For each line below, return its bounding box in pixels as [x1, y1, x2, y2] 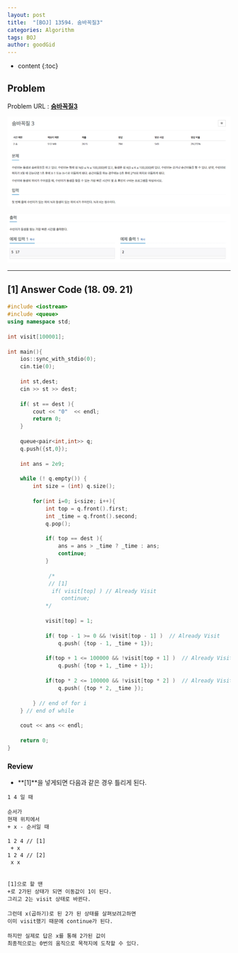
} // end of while [20, 707, 74, 714]
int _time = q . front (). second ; [45, 513, 138, 520]
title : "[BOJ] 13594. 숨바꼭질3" [7, 18, 103, 26]
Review [7, 761, 33, 771]
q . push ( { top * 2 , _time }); [57, 684, 144, 691]
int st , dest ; [20, 378, 59, 386]
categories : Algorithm [7, 26, 74, 33]
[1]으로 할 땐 [7, 881, 43, 888]
